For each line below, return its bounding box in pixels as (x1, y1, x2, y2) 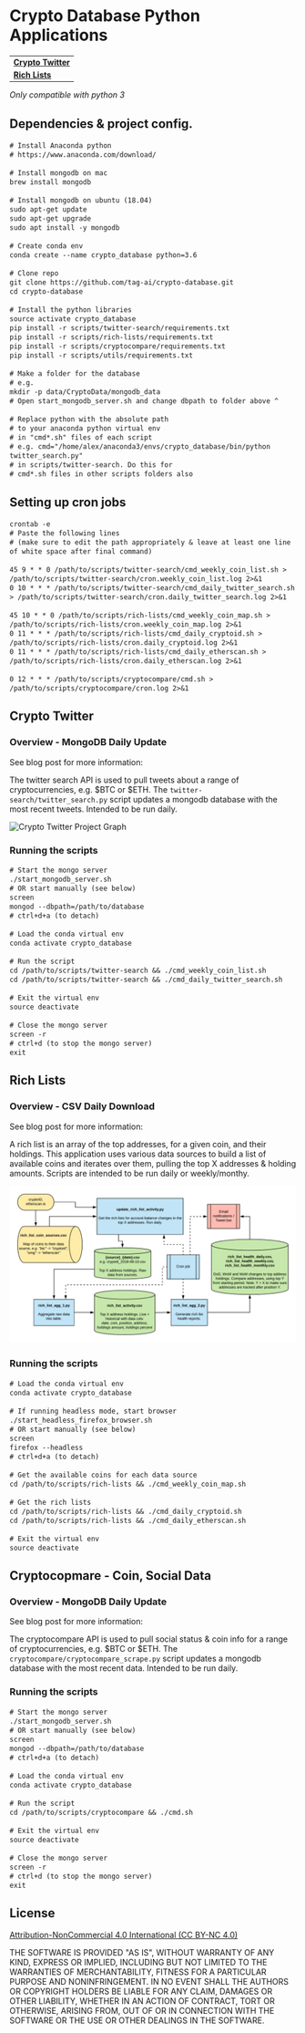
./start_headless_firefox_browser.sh (9, 1416, 153, 1425)
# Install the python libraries (9, 306, 132, 315)
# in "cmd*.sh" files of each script (9, 433, 153, 442)
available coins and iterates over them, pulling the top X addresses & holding (9, 1157, 297, 1168)
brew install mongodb (9, 178, 92, 187)
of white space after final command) (9, 547, 153, 556)
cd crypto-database (9, 287, 84, 296)
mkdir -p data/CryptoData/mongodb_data (9, 388, 161, 397)
